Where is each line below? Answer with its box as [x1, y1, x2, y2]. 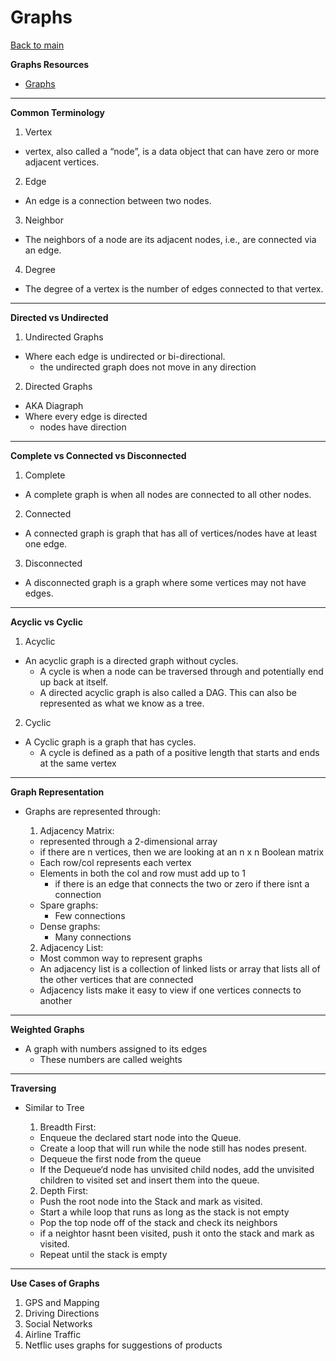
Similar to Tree [24, 1101, 85, 1113]
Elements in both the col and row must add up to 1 [39, 867, 246, 879]
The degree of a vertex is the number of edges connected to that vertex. [24, 282, 324, 295]
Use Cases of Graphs [10, 1277, 100, 1289]
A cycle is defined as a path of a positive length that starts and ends [39, 746, 320, 758]
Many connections [54, 931, 132, 943]
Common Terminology [10, 106, 106, 118]
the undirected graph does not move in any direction [39, 361, 257, 373]
